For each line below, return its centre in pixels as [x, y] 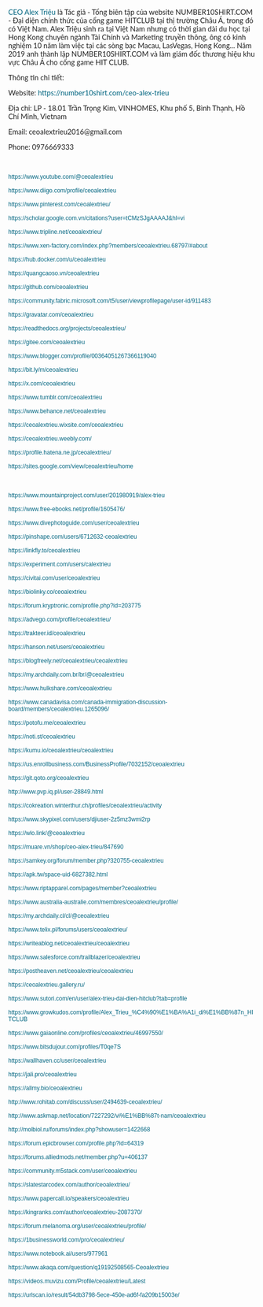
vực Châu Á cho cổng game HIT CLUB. [69, 62]
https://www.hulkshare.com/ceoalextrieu [60, 689]
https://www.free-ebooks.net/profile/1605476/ [67, 509]
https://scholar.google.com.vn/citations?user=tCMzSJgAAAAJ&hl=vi [97, 218]
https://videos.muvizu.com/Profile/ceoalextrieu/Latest [77, 1281]
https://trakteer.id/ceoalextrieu [47, 633]
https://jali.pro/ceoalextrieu [42, 1075]
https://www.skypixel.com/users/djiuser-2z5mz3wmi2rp [79, 819]
